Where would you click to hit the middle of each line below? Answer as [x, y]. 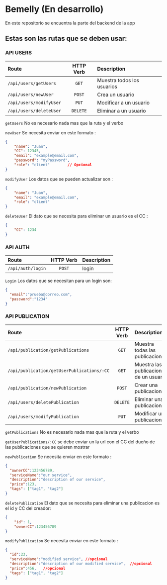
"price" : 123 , [23, 484]
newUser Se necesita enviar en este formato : [50, 132]
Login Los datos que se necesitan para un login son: [58, 281]
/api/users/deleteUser [34, 111]
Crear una [146, 385]
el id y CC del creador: [28, 508]
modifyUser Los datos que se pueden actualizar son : [59, 179]
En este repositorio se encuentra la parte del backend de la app [70, 23]
